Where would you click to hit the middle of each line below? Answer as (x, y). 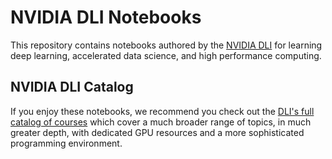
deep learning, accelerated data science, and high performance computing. (166, 55)
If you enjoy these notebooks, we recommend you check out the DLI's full (162, 111)
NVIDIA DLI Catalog (72, 87)
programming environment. (66, 143)
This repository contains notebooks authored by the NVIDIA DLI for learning (166, 45)
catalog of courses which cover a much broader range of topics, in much (161, 122)
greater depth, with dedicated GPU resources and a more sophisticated (157, 132)
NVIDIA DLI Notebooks (106, 17)
